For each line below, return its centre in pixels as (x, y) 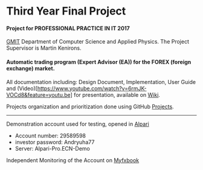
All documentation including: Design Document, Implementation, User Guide (101, 82)
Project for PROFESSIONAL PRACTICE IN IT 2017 (68, 28)
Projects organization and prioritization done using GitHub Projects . (90, 106)
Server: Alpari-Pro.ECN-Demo (53, 148)
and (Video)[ (22, 88)
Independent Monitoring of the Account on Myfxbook (73, 160)
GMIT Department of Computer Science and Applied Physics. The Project (98, 42)
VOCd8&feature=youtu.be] (39, 94)
